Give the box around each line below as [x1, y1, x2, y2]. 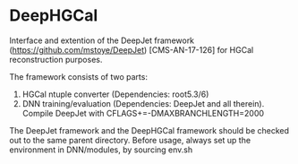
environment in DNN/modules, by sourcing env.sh [9, 144, 193, 155]
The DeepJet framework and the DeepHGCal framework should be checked [9, 125, 289, 135]
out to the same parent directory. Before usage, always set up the [9, 134, 251, 145]
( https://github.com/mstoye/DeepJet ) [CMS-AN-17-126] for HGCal [9, 44, 254, 55]
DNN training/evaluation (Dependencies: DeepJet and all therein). [21, 98, 265, 108]
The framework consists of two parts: [9, 71, 148, 82]
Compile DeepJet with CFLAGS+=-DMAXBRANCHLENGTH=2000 [21, 108, 265, 118]
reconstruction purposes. [9, 54, 103, 65]
